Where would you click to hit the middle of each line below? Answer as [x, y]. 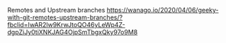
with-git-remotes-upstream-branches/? [65, 17]
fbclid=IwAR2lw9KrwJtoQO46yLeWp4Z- [66, 25]
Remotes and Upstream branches [56, 10]
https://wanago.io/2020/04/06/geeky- [163, 10]
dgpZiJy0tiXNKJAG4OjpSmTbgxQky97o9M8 [73, 32]
